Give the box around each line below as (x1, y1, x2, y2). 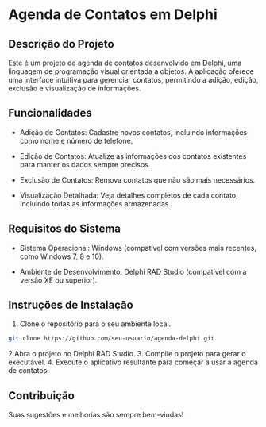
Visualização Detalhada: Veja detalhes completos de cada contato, (19, 190, 238, 200)
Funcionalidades (8, 106, 93, 120)
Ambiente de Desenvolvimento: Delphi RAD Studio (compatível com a (19, 267, 247, 276)
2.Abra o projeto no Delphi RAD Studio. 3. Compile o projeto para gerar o (8, 349, 246, 359)
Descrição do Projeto (8, 37, 114, 51)
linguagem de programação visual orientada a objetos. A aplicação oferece (8, 67, 254, 76)
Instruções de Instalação (8, 298, 133, 312)
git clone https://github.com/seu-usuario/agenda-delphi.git (8, 335, 215, 343)
